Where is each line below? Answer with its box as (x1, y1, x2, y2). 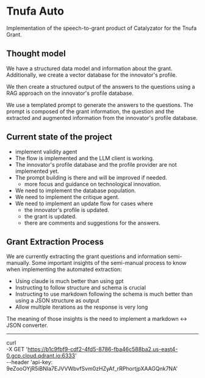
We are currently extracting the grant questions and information (6, 253, 167, 260)
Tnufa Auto (6, 4, 64, 18)
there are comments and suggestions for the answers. (24, 219, 160, 226)
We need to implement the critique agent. (15, 193, 120, 200)
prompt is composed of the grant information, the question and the (6, 108, 174, 115)
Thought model (6, 49, 66, 59)
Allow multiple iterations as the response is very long (15, 303, 148, 311)
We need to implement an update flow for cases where (15, 200, 154, 207)
